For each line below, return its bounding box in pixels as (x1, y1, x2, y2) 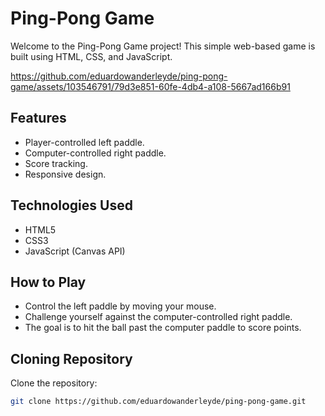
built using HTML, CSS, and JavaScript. (10, 50, 173, 62)
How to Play (10, 273, 87, 291)
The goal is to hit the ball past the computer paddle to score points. (24, 322, 302, 334)
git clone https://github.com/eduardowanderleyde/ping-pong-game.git (10, 397, 307, 407)
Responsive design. (24, 168, 107, 180)
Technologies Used (10, 197, 133, 214)
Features (10, 110, 67, 127)
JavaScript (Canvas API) (24, 245, 126, 257)
